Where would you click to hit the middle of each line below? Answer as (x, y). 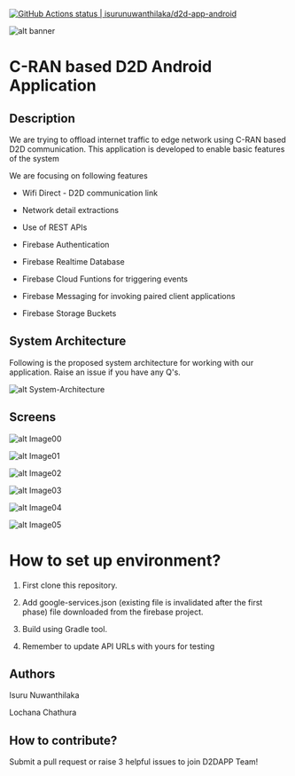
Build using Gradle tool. (65, 629)
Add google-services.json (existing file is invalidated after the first (142, 602)
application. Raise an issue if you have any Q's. (95, 372)
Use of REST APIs (54, 227)
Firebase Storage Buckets (69, 313)
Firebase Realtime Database (74, 261)
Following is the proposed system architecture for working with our (132, 362)
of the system (34, 158)
